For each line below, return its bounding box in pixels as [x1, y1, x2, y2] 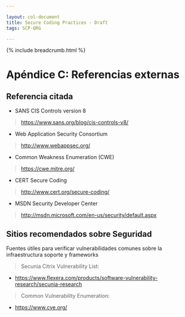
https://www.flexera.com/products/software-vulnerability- [14, 275, 158, 282]
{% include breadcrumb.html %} [6, 47, 86, 54]
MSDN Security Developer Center [14, 200, 98, 207]
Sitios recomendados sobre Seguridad [6, 228, 152, 239]
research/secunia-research [14, 281, 82, 288]
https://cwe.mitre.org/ [20, 165, 75, 172]
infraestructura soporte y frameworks [6, 251, 98, 258]
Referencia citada [6, 91, 73, 102]
